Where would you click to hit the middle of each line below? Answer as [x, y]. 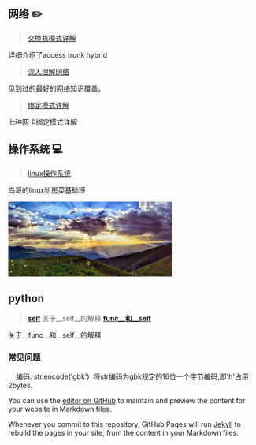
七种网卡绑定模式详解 [43, 122]
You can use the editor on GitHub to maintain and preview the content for [127, 400]
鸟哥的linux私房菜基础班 [47, 190]
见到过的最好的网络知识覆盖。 [56, 88]
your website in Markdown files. [60, 409]
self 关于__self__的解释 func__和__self [89, 319]
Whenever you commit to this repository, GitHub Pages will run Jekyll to [125, 424]
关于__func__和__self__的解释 [55, 335]
